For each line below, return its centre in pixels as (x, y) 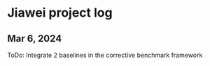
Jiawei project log (60, 13)
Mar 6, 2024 (35, 39)
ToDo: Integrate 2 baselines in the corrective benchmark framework (105, 55)
